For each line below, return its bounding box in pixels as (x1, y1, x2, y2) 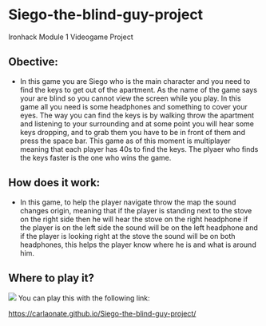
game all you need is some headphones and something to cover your (19, 101, 248, 111)
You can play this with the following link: (18, 293, 150, 303)
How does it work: (8, 176, 101, 189)
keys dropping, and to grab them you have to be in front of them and (19, 127, 246, 137)
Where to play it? (8, 271, 94, 284)
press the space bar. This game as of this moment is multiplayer (19, 136, 231, 145)
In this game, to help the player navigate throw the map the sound (19, 197, 236, 207)
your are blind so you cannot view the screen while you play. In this (19, 93, 241, 103)
